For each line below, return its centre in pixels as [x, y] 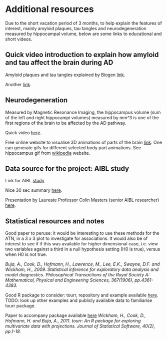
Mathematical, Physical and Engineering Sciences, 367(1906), [69, 280]
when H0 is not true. [26, 254]
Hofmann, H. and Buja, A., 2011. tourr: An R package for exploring [73, 321]
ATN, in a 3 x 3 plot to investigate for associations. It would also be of [76, 238]
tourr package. [20, 306]
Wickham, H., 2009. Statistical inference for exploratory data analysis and [82, 269]
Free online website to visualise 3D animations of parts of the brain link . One [84, 142]
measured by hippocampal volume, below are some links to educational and [83, 34]
